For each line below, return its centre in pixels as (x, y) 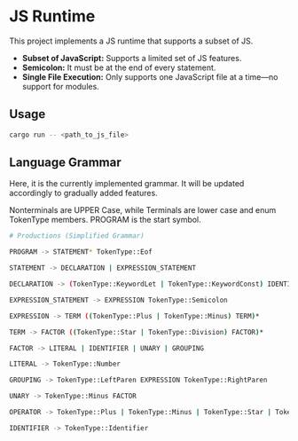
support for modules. (60, 86)
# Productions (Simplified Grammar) (77, 236)
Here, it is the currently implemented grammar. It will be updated (127, 184)
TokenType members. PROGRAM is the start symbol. (105, 220)
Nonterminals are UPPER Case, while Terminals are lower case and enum (143, 210)
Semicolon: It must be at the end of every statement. (119, 67)
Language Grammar (65, 163)
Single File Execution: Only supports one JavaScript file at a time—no (150, 76)
